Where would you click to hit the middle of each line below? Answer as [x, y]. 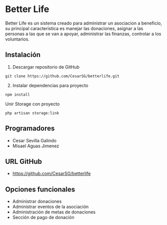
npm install [17, 94]
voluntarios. [17, 39]
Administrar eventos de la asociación [50, 207]
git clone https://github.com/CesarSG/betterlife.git [62, 76]
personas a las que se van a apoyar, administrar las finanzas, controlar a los [83, 34]
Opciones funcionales [40, 189]
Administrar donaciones [37, 201]
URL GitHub [24, 161]
